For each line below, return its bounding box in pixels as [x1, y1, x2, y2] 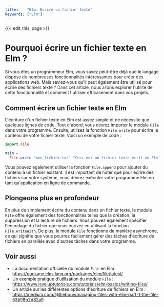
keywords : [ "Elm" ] [5, 12, 42, 17]
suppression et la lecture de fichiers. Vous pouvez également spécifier [5, 217, 147, 223]
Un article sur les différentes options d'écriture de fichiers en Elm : [12, 286, 146, 292]
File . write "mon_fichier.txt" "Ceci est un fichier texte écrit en [9, 155, 150, 160]
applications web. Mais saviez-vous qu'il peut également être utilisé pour [5, 79, 152, 85]
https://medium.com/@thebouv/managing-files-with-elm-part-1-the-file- [12, 291, 159, 297]
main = [5, 151, 19, 156]
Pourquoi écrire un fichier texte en [5, 42, 146, 53]
